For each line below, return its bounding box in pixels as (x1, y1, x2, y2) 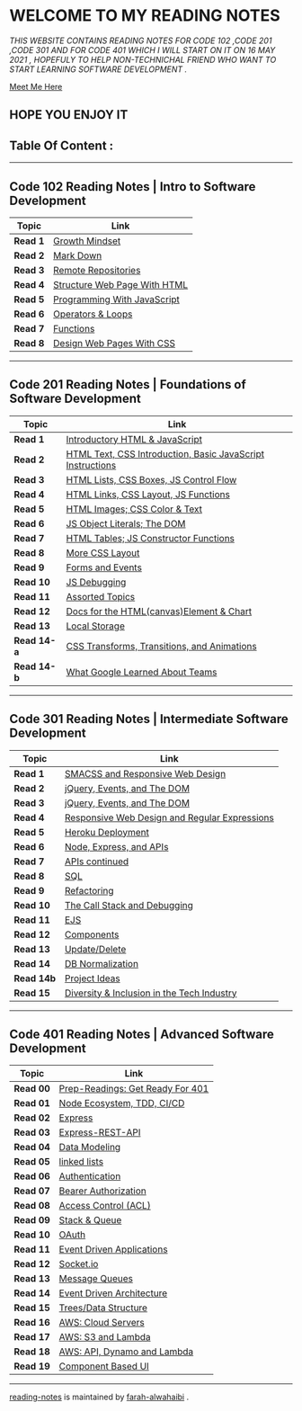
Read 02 (13, 1112, 51, 1124)
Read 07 (13, 1184, 51, 1197)
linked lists (58, 1156, 104, 1168)
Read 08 (13, 1200, 51, 1212)
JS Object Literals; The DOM (66, 517, 186, 530)
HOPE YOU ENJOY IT (9, 107, 129, 122)
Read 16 (13, 1317, 51, 1329)
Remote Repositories (53, 263, 141, 276)
